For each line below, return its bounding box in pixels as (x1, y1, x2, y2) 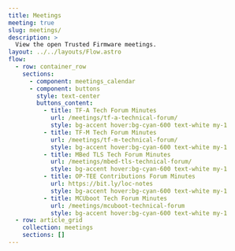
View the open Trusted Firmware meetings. (15, 41, 157, 49)
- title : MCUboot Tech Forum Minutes (43, 194, 168, 202)
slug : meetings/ (8, 26, 62, 34)
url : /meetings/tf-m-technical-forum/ (50, 135, 178, 144)
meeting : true (8, 19, 55, 27)
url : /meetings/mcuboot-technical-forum (50, 201, 185, 209)
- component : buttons (28, 84, 101, 93)
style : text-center (36, 92, 101, 100)
